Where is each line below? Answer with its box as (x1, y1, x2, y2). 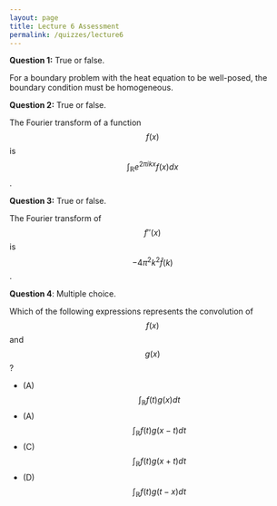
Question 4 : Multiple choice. (9, 288, 116, 299)
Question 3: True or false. (9, 195, 107, 206)
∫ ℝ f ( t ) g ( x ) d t (138, 394, 181, 408)
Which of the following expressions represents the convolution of (9, 306, 254, 317)
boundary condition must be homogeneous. (9, 83, 174, 93)
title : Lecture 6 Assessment (9, 22, 120, 31)
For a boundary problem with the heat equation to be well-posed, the (9, 73, 268, 83)
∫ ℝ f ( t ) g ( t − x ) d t (132, 486, 186, 499)
